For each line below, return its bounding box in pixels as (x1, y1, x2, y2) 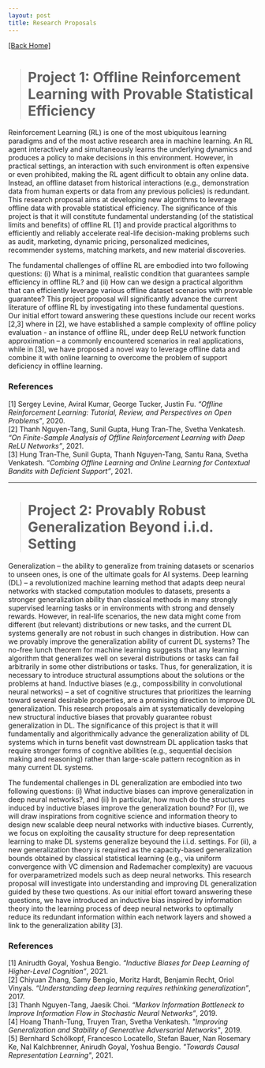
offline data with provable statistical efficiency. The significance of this (8, 203, 238, 213)
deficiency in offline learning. (8, 361, 103, 371)
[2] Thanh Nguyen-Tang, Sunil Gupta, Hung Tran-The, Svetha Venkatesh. (8, 424, 246, 434)
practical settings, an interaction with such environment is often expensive (8, 161, 250, 171)
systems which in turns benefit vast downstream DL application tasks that (8, 737, 248, 746)
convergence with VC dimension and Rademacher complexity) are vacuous (8, 862, 253, 871)
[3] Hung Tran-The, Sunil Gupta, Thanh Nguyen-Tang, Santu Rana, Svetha (8, 449, 248, 459)
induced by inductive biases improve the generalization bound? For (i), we (8, 803, 248, 812)
